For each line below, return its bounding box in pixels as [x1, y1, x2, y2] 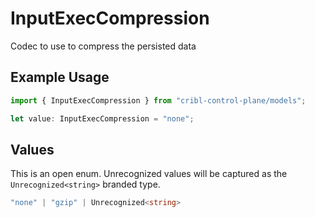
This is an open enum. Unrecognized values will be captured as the [10, 168, 288, 180]
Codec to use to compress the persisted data [10, 40, 197, 52]
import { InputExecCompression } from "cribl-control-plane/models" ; [10, 95, 307, 106]
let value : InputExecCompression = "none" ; [10, 113, 195, 124]
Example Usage [10, 69, 110, 86]
